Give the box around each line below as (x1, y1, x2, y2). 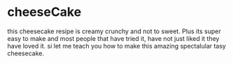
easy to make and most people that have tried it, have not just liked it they (7, 34, 220, 42)
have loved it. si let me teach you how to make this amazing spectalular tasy (7, 42, 226, 50)
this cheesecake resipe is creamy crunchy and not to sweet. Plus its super (7, 27, 222, 35)
